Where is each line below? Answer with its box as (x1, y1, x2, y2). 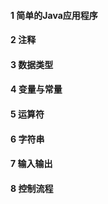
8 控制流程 (10, 182, 54, 194)
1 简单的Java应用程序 (10, 9, 98, 21)
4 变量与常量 (10, 83, 63, 95)
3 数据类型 (10, 58, 54, 70)
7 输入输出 (10, 158, 53, 170)
